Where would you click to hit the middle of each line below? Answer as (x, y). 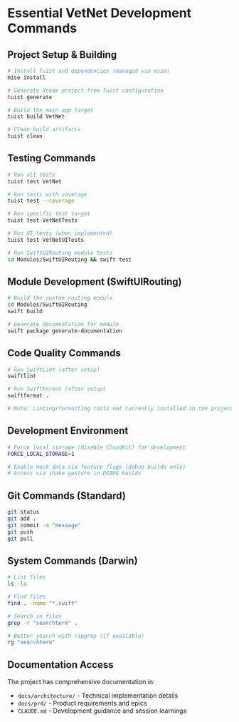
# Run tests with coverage (47, 194)
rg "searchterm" (31, 642)
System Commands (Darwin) (73, 560)
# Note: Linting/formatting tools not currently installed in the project (121, 409)
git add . (22, 519)
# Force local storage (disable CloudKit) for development (97, 447)
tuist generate (30, 97)
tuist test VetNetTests (43, 220)
